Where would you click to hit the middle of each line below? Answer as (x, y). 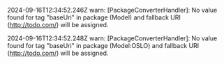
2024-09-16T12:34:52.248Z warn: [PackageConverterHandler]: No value (112, 38)
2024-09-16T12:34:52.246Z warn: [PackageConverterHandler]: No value (112, 10)
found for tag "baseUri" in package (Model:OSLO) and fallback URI (103, 46)
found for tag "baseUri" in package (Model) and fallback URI (94, 17)
